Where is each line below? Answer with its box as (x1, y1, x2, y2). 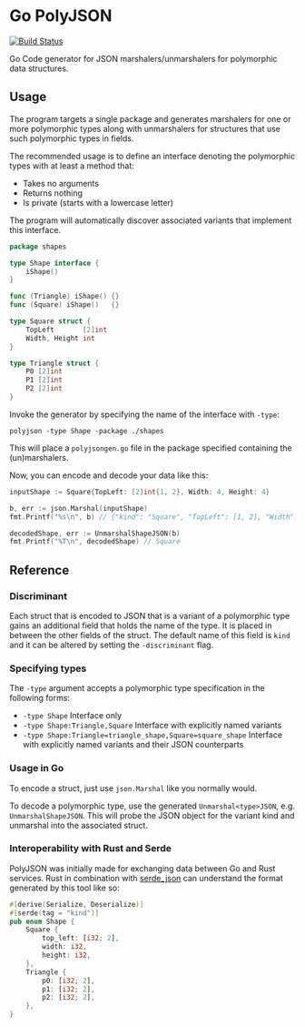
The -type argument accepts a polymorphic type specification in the (9, 683, 265, 694)
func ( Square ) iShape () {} (9, 300, 120, 310)
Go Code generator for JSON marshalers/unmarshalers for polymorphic (9, 53, 278, 64)
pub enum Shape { (9, 917, 75, 926)
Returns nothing (22, 188, 84, 198)
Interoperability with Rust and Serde (9, 842, 172, 855)
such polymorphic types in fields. (9, 133, 134, 144)
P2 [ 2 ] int (25, 384, 64, 393)
